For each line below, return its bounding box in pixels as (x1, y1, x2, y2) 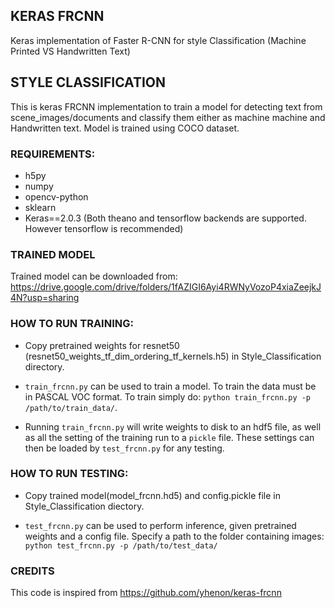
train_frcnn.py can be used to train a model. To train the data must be (24, 380, 317, 392)
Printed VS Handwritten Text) (10, 45, 131, 57)
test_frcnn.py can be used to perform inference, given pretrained (24, 519, 297, 531)
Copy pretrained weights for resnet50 (24, 339, 180, 351)
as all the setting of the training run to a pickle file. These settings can (24, 431, 315, 443)
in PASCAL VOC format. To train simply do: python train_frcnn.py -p (24, 390, 312, 403)
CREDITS (10, 564, 55, 578)
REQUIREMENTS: (10, 147, 96, 161)
